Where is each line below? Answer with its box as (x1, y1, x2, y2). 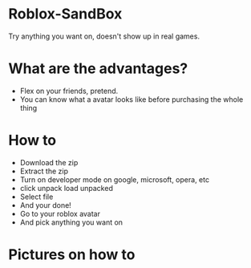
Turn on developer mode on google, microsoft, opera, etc (19, 174, 210, 185)
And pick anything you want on (19, 217, 123, 227)
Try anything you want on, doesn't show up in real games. (8, 31, 200, 41)
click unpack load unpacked (19, 183, 114, 193)
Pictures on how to (8, 246, 136, 263)
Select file (19, 192, 54, 201)
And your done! (19, 200, 72, 209)
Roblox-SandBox (8, 5, 123, 23)
